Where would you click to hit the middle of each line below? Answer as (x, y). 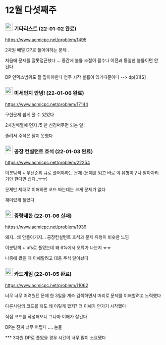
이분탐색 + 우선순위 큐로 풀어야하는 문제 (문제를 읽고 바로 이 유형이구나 (74, 173)
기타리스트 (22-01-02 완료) (45, 29)
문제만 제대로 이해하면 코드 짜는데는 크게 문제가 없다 (55, 190)
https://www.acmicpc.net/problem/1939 (46, 227)
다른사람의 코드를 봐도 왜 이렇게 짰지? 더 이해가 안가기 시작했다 (66, 306)
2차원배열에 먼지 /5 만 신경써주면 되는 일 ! (45, 125)
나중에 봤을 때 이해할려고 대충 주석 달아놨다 (47, 258)
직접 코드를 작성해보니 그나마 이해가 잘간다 (46, 316)
